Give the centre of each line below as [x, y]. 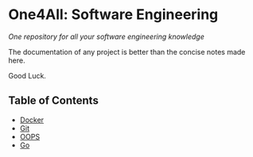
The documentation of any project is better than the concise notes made [127, 52]
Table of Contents [54, 101]
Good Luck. [27, 75]
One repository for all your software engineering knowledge [106, 36]
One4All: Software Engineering [113, 15]
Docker [32, 120]
